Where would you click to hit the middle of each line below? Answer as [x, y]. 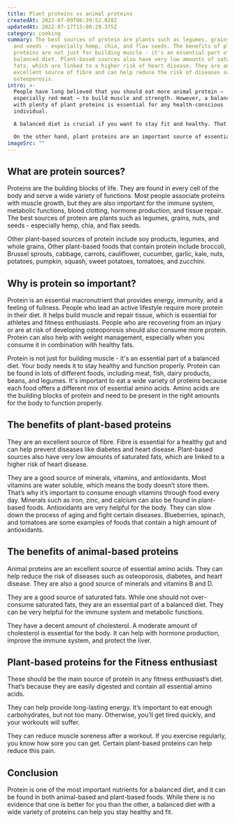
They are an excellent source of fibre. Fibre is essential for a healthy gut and [117, 442]
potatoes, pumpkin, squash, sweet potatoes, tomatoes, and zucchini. [107, 261]
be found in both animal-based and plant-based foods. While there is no [111, 797]
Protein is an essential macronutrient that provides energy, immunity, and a [115, 300]
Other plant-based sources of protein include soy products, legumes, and [113, 239]
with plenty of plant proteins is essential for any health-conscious [119, 105]
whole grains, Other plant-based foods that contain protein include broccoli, [116, 246]
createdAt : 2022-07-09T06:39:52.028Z [62, 20]
